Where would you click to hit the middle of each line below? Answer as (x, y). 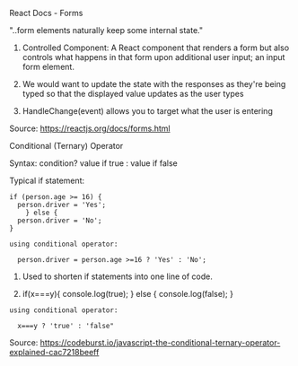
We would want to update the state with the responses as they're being (154, 84)
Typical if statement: (47, 180)
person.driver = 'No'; (60, 221)
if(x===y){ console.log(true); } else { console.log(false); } (127, 294)
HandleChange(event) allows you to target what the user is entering (148, 111)
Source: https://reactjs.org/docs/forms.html (90, 128)
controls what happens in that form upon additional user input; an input (153, 57)
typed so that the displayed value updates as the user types (133, 94)
